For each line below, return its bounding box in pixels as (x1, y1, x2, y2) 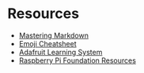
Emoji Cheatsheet (18, 38, 77, 48)
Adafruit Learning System (18, 47, 103, 57)
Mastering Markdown (18, 31, 89, 40)
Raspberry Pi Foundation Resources (18, 56, 136, 65)
